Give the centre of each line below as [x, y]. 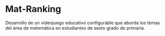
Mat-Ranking [33, 9]
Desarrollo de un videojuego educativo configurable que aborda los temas [83, 23]
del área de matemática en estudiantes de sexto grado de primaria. [75, 28]
